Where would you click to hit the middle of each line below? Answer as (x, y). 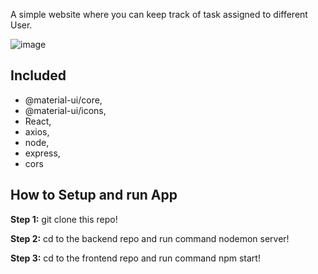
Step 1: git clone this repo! (64, 219)
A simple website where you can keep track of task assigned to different (159, 14)
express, (42, 153)
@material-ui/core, (63, 100)
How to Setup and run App (94, 195)
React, (38, 121)
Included (38, 75)
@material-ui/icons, (65, 110)
